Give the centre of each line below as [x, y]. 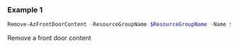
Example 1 [25, 10]
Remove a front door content [49, 38]
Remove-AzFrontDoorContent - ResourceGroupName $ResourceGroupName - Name [117, 25]
